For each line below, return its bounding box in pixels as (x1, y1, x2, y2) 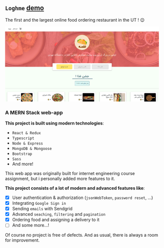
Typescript (12, 136, 35, 141)
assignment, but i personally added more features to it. (5, 175, 115, 181)
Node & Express (12, 141, 43, 146)
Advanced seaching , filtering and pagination (12, 211, 106, 217)
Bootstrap (12, 151, 33, 156)
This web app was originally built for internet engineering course (5, 170, 135, 176)
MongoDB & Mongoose (12, 146, 52, 151)
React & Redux (12, 130, 41, 135)
